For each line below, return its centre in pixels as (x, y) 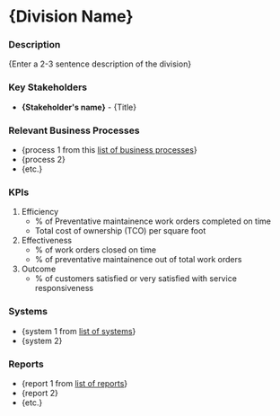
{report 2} (40, 393)
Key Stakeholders (48, 87)
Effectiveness (47, 241)
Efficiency (40, 212)
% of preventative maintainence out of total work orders (138, 260)
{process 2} (44, 160)
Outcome (39, 269)
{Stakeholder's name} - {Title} (79, 107)
